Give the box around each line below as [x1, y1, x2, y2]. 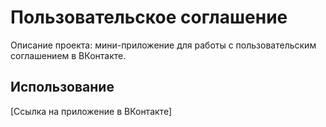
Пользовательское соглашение [10, 6, 288, 29]
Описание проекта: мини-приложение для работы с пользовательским [10, 39, 317, 51]
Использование [10, 79, 115, 96]
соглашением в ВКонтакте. [10, 49, 127, 61]
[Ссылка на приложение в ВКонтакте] [10, 105, 172, 117]
